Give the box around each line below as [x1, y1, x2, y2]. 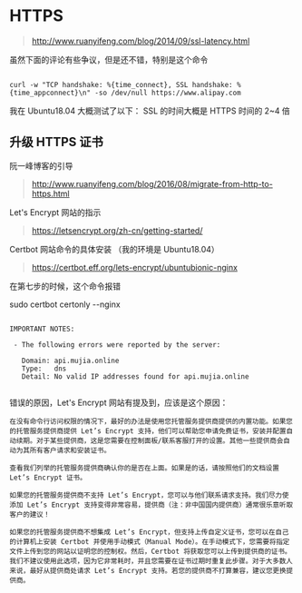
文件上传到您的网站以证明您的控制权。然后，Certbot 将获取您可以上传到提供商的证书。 [9, 547, 292, 556]
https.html [31, 188, 70, 199]
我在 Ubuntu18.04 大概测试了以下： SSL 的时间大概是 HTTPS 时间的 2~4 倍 [9, 105, 290, 116]
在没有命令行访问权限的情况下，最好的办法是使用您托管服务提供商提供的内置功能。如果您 [9, 417, 293, 426]
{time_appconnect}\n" [9, 88, 92, 97]
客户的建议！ [9, 509, 51, 519]
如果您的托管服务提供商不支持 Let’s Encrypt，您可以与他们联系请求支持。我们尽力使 [9, 490, 289, 499]
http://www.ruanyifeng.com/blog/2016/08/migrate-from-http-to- [31, 178, 274, 189]
